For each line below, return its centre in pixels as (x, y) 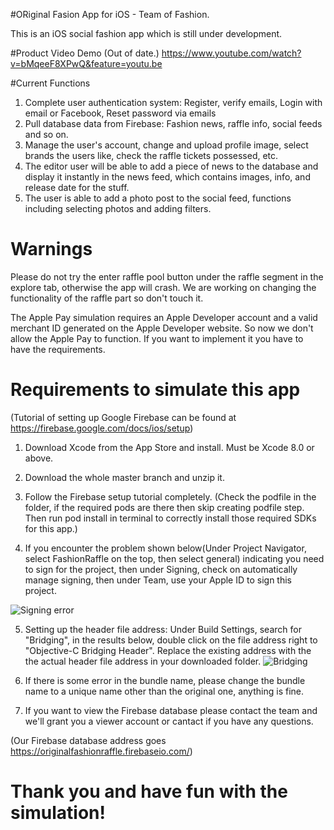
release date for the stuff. (77, 187)
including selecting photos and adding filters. (118, 208)
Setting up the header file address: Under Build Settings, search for (163, 629)
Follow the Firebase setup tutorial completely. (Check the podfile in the (170, 496)
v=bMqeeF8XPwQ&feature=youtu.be (86, 63)
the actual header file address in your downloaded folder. (143, 661)
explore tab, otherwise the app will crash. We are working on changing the (163, 287)
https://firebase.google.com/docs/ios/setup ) (102, 428)
